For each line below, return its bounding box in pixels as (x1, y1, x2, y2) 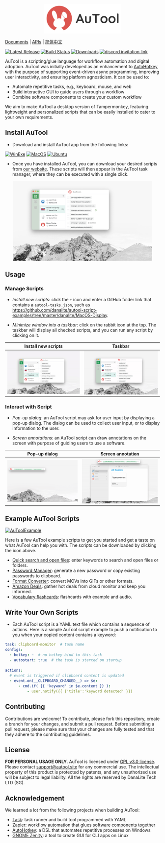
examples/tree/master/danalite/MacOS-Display (12, 312, 108, 318)
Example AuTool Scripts (5, 514, 80, 522)
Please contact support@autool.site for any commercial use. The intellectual (5, 764, 160, 770)
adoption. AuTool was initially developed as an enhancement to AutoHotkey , (5, 64, 159, 69)
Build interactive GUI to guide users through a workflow (12, 89, 125, 95)
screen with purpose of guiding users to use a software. (12, 440, 126, 446)
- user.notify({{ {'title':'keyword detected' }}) (27, 688, 133, 694)
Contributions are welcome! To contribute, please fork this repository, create (5, 716, 160, 722)
